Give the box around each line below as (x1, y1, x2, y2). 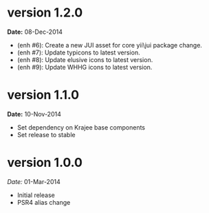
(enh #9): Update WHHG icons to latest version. (16, 63, 153, 71)
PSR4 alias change (16, 198, 71, 206)
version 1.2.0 (7, 5, 83, 21)
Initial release (16, 191, 55, 199)
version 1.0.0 (7, 155, 82, 170)
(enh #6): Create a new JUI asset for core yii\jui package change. (16, 41, 203, 49)
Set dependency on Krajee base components (16, 123, 146, 132)
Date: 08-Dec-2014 (7, 28, 63, 36)
